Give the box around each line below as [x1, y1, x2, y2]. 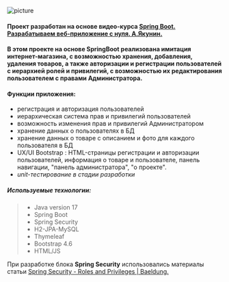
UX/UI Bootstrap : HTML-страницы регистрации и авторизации [16, 149, 200, 157]
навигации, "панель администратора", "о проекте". [16, 163, 167, 171]
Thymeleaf [33, 233, 65, 241]
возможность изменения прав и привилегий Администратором [16, 120, 204, 128]
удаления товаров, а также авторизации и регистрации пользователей [7, 60, 222, 68]
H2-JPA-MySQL [33, 225, 80, 233]
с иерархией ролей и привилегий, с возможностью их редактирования [7, 67, 222, 75]
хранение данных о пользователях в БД [16, 127, 135, 135]
